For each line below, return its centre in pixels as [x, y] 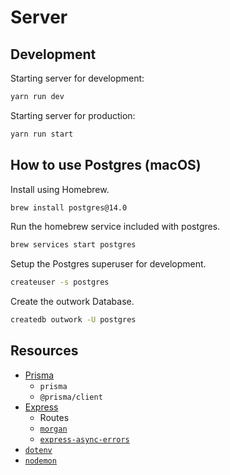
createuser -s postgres [60, 282]
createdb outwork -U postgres [73, 320]
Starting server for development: [77, 78]
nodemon [40, 461]
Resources [44, 351]
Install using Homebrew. [60, 189]
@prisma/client [71, 397]
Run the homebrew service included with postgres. [115, 227]
